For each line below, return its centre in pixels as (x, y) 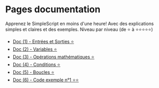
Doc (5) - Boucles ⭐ (33, 72)
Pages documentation (53, 9)
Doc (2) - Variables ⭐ (35, 49)
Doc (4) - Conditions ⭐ (36, 64)
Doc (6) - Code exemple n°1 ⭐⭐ (46, 80)
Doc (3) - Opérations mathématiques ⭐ (54, 57)
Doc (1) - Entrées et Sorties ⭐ (43, 41)
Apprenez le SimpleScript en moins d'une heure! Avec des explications (79, 24)
